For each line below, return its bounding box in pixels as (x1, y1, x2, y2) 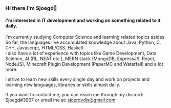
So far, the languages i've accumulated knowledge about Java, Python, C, (5, 39, 161, 45)
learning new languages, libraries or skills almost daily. (5, 82, 120, 88)
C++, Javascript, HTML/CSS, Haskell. (5, 45, 84, 51)
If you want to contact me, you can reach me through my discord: (5, 92, 143, 98)
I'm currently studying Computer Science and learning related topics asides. (5, 34, 166, 40)
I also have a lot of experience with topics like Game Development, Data (5, 50, 157, 57)
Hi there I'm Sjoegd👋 (5, 5, 57, 12)
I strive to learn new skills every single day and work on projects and (5, 76, 150, 83)
